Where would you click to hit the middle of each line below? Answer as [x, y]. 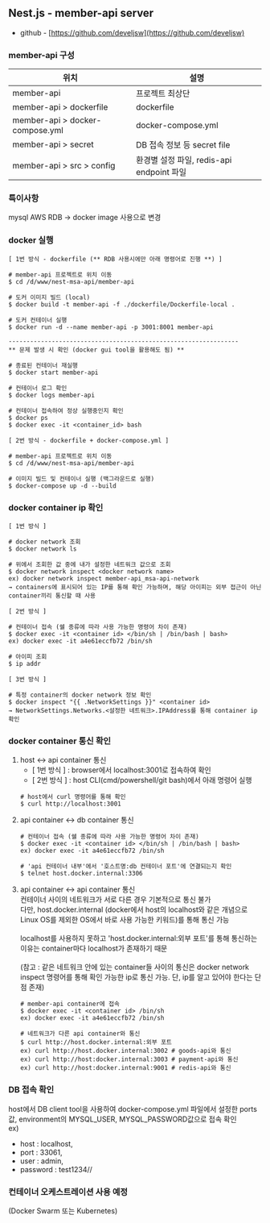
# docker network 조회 [45, 542]
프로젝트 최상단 [163, 94]
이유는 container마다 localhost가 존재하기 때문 [94, 948]
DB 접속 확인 [31, 1090]
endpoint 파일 [161, 173]
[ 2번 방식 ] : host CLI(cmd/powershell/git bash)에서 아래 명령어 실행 [142, 780]
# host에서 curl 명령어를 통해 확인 [73, 797]
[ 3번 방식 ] [27, 680]
